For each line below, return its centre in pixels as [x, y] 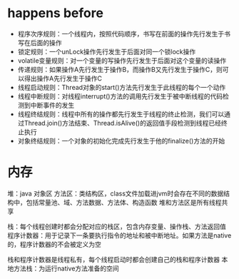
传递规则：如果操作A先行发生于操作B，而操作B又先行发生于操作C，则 [120, 69]
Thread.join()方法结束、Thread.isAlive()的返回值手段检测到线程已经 [122, 123]
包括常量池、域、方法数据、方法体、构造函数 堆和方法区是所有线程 [124, 202]
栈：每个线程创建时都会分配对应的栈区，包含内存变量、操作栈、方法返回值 [117, 226]
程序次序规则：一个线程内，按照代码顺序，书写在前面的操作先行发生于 [121, 34]
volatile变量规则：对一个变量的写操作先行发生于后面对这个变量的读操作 [122, 60]
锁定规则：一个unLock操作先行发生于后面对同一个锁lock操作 [107, 51]
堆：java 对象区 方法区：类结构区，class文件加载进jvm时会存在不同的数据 [116, 193]
